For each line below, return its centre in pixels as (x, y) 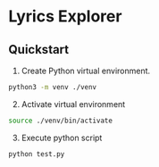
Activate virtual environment (73, 104)
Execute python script (62, 138)
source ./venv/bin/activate (61, 121)
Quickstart (39, 50)
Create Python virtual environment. (86, 71)
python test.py (37, 154)
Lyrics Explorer (65, 17)
